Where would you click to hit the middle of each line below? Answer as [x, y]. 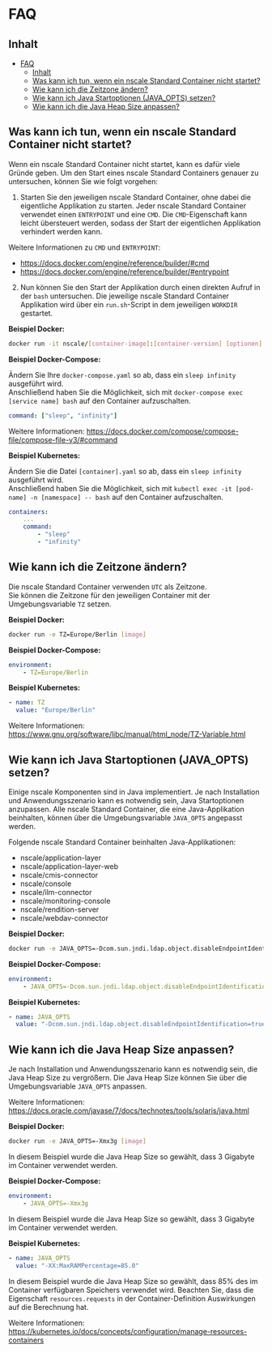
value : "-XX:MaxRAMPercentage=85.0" [77, 1265]
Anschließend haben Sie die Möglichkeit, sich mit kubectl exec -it [120, 488]
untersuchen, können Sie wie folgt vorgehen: [83, 181]
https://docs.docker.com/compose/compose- [162, 431]
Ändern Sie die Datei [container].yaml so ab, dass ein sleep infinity [125, 471]
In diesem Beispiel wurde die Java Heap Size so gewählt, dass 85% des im [133, 1281]
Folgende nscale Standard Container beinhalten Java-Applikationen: [122, 842]
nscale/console [46, 884]
